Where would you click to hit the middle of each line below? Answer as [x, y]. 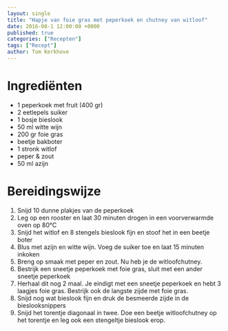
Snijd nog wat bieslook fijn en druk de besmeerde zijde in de [103, 298]
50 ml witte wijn [39, 127]
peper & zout [35, 156]
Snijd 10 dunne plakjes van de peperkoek [75, 210]
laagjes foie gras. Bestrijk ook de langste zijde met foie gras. [103, 290]
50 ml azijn [33, 163]
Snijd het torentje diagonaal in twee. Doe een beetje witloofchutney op [117, 312]
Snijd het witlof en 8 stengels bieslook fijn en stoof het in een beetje [113, 232]
